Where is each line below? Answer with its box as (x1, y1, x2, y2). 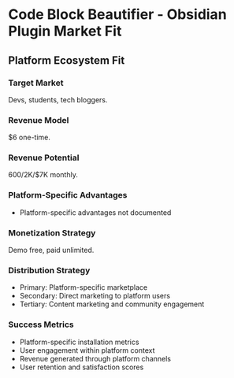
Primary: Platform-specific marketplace (19, 283, 148, 292)
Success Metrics (8, 319, 75, 330)
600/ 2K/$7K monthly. (8, 170, 79, 180)
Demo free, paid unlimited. (8, 246, 95, 255)
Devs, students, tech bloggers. (8, 94, 108, 104)
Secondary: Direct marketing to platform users (19, 291, 171, 301)
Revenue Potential (8, 152, 80, 163)
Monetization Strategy (8, 227, 96, 238)
